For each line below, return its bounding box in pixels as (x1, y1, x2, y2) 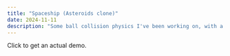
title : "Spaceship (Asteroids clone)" (7, 10, 118, 17)
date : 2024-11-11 (7, 16, 57, 23)
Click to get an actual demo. (7, 42, 87, 50)
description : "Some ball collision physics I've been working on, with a (7, 23, 224, 29)
